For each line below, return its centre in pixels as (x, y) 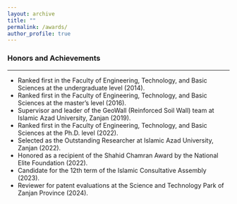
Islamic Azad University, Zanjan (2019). (74, 118)
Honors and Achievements (54, 59)
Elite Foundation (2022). (53, 162)
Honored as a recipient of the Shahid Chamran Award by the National (118, 155)
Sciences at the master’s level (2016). (72, 102)
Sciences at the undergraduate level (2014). (81, 88)
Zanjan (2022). (39, 148)
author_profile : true (39, 34)
